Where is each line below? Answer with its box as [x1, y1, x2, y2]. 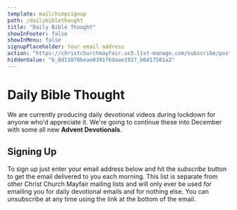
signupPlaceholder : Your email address [7, 43, 125, 50]
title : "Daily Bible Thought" [7, 23, 97, 30]
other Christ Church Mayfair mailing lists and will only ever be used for [7, 180, 212, 188]
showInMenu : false [7, 37, 61, 44]
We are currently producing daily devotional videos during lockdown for [7, 110, 216, 119]
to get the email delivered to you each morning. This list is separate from [7, 172, 219, 180]
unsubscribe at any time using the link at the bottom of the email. [7, 194, 196, 203]
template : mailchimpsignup [7, 10, 87, 18]
